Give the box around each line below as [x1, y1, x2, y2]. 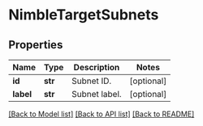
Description [73, 62, 120, 73]
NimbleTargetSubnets [8, 6, 159, 24]
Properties [8, 38, 63, 52]
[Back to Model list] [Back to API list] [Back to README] [8, 109, 195, 119]
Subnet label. [71, 89, 122, 99]
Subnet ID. [71, 75, 112, 86]
